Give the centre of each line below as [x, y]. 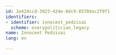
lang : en [16, 38]
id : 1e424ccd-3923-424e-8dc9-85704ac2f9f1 [58, 11]
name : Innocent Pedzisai [36, 33]
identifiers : [21, 17]
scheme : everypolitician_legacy [50, 27]
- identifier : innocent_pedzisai [46, 22]
